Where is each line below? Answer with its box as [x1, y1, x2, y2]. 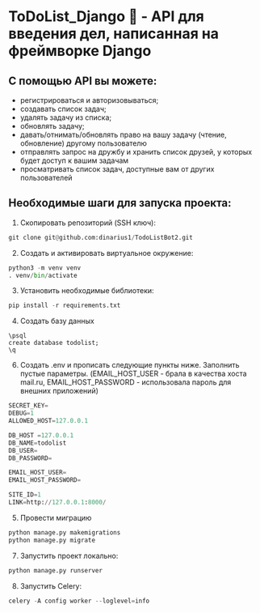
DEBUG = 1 [8, 409, 35, 418]
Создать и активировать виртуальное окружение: [19, 248, 194, 258]
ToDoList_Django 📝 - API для [8, 7, 204, 26]
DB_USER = [8, 446, 38, 454]
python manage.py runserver [8, 566, 103, 574]
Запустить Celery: [19, 581, 82, 590]
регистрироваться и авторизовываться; [19, 96, 159, 104]
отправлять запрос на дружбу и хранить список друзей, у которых [19, 147, 253, 156]
